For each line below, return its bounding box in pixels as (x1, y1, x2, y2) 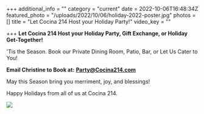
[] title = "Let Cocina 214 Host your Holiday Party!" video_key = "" (6, 18, 171, 25)
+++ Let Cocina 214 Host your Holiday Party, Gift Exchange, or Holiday (6, 30, 188, 37)
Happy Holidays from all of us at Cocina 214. (6, 90, 118, 96)
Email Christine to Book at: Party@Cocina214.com (6, 66, 136, 73)
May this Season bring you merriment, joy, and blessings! (6, 78, 150, 85)
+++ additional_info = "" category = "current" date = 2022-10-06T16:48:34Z (6, 5, 199, 12)
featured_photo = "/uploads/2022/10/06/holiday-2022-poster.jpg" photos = (6, 12, 196, 19)
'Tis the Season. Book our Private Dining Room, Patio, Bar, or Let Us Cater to (6, 48, 198, 55)
